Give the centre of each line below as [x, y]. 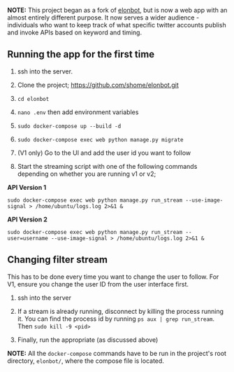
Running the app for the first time [81, 54]
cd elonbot [33, 99]
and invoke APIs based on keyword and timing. [74, 32]
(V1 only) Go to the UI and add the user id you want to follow [104, 153]
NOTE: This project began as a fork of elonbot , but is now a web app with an [117, 10]
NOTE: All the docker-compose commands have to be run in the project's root [117, 353]
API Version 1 [27, 187]
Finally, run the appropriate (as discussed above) [88, 340]
